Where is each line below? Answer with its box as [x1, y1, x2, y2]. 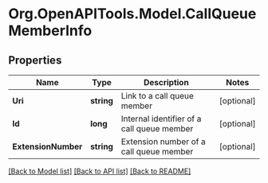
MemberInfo [8, 21, 93, 40]
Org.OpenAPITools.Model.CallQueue [8, 5, 257, 23]
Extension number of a [120, 136, 206, 147]
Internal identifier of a [120, 113, 202, 124]
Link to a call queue [120, 91, 194, 101]
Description [143, 77, 189, 88]
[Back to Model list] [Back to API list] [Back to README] [8, 166, 191, 176]
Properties [8, 53, 62, 67]
